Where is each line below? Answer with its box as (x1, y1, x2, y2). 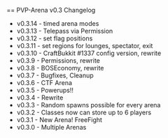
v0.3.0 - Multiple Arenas (16, 123, 87, 131)
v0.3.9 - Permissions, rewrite (16, 56, 101, 65)
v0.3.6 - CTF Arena (16, 79, 73, 86)
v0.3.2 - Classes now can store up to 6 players (16, 108, 152, 116)
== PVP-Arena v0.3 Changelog (6, 6, 96, 14)
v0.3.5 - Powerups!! (16, 86, 74, 94)
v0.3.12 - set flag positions (16, 34, 93, 43)
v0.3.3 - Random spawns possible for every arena (16, 101, 161, 109)
